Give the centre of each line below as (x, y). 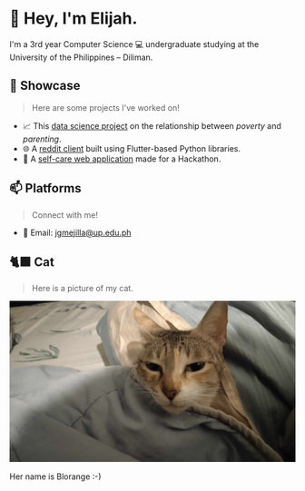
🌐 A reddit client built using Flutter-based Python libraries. (131, 148)
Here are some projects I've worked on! (105, 107)
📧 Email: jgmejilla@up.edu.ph (77, 232)
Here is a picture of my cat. (82, 289)
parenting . (42, 139)
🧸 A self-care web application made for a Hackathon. (122, 159)
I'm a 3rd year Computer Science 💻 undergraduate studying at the (134, 44)
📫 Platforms (45, 188)
